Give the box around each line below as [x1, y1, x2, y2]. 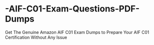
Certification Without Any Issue [5, 34, 67, 40]
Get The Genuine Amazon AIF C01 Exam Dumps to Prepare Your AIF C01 [5, 29, 149, 35]
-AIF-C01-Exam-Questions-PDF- [5, 3, 139, 14]
